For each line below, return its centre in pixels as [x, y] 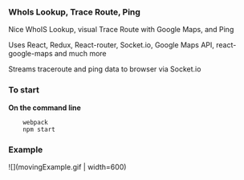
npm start [39, 129]
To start [24, 90]
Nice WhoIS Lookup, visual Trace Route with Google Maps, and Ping [121, 30]
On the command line [45, 108]
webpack [35, 122]
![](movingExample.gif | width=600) [67, 166]
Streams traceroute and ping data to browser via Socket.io [105, 69]
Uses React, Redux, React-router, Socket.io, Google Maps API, [112, 45]
